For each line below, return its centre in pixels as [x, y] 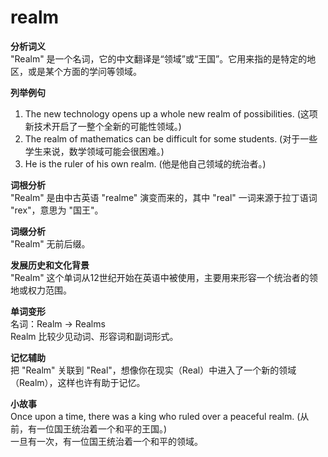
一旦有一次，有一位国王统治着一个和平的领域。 [106, 441]
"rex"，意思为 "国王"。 [57, 210]
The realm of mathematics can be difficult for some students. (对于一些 [171, 138]
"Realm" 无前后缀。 [50, 243]
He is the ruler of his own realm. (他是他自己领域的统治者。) [145, 163]
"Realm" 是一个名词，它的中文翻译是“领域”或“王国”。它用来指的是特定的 [159, 58]
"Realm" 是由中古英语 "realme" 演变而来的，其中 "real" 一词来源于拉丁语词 [164, 197]
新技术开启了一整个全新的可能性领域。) [103, 126]
